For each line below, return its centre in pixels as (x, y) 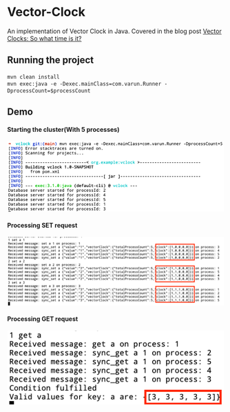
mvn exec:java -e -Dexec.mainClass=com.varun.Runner (84, 84)
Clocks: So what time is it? (44, 38)
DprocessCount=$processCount (49, 90)
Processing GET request (43, 319)
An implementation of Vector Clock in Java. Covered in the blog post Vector (114, 31)
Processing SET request (42, 225)
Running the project (51, 60)
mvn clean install (33, 77)
